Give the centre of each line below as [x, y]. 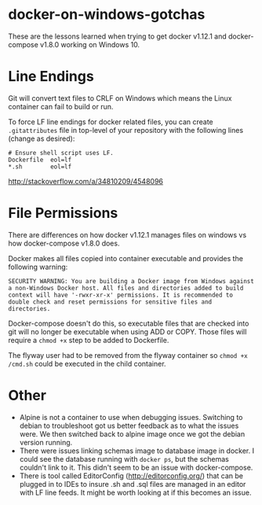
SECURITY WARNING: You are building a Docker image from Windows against [131, 281]
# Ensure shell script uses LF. [61, 153]
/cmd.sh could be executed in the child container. [87, 363]
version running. [46, 442]
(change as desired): [42, 138]
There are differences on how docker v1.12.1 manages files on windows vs [127, 234]
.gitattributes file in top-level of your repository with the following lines [126, 130]
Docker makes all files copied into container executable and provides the [126, 258]
